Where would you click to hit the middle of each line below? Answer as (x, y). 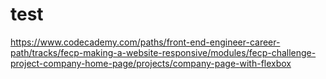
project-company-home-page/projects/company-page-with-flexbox (151, 63)
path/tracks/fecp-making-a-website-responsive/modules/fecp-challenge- (163, 52)
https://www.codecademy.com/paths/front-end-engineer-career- (145, 42)
